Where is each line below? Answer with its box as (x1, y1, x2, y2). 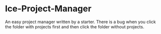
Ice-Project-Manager (5, 3, 92, 14)
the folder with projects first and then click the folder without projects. (5, 24, 145, 29)
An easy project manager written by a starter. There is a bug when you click (5, 19, 156, 25)
